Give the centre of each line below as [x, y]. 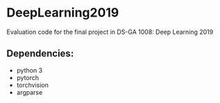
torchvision [33, 85]
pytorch [28, 77]
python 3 [29, 70]
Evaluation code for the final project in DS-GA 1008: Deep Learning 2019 [110, 32]
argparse [29, 92]
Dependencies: [40, 54]
